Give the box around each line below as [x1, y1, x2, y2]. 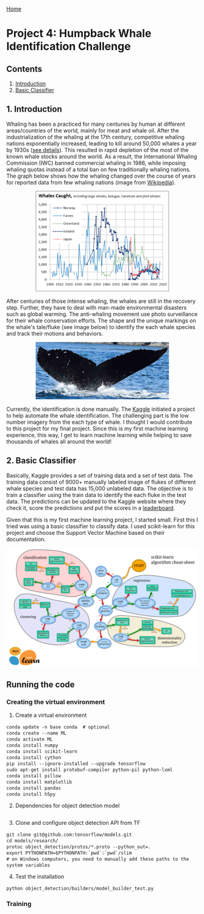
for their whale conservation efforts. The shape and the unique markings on [6, 317, 196, 324]
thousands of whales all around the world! [6, 438, 111, 445]
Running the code [6, 680, 75, 690]
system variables [6, 862, 51, 869]
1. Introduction [6, 104, 62, 115]
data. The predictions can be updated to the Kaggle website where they [6, 498, 186, 505]
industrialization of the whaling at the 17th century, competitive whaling [6, 133, 185, 140]
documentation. [6, 535, 46, 543]
